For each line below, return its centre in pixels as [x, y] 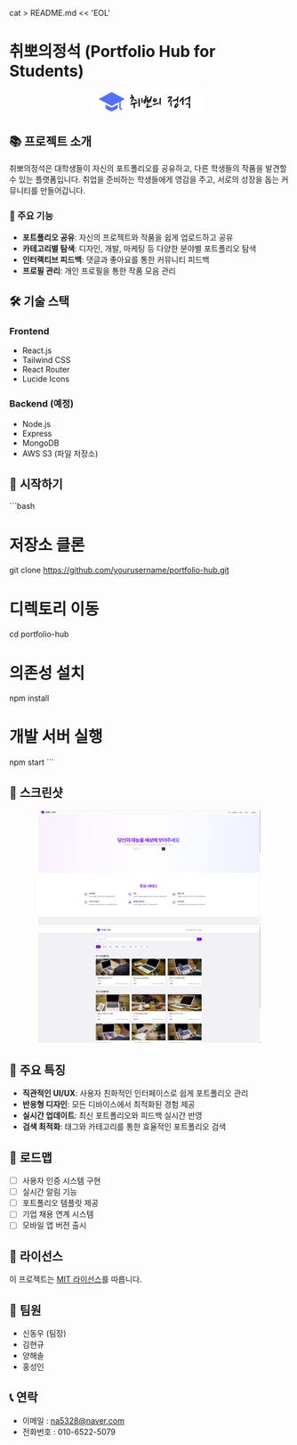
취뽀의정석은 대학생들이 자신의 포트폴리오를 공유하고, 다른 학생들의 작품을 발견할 [148, 168]
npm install [29, 698]
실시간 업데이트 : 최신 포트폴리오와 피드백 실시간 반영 [112, 1116]
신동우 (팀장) [44, 1333]
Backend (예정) [41, 404]
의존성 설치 [47, 673]
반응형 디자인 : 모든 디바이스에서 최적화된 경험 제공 [108, 1104]
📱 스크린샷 [36, 792]
